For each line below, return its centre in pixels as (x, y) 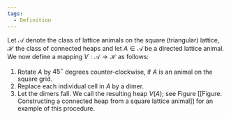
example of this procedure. (56, 109)
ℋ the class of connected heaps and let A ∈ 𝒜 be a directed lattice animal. (116, 48)
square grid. (35, 79)
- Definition (32, 20)
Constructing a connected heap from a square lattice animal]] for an (115, 101)
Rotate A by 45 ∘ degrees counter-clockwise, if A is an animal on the (115, 71)
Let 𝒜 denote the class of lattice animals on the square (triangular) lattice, (113, 40)
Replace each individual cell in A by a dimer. (81, 86)
